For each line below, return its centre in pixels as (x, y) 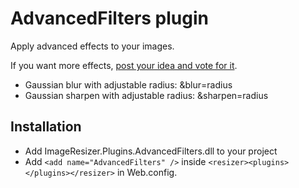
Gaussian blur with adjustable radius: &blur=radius (128, 84)
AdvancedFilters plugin (109, 18)
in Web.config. (147, 172)
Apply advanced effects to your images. (92, 46)
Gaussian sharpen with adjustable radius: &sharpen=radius (146, 95)
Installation (46, 127)
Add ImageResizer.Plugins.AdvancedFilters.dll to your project (151, 151)
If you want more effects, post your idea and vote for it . (124, 65)
